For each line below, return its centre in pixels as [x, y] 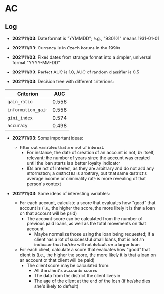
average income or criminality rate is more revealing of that [86, 179]
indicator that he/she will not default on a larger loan [87, 245]
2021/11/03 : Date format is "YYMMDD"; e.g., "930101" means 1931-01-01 [86, 38]
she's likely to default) [56, 286]
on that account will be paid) [48, 213]
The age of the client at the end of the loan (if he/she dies [92, 281]
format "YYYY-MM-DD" [36, 62]
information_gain [28, 110]
